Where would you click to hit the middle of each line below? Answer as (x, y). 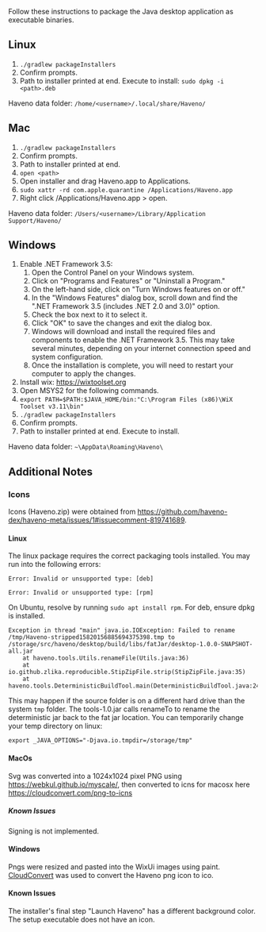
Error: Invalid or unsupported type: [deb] (81, 579)
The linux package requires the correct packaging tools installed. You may (129, 556)
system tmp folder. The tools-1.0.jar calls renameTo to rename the (114, 709)
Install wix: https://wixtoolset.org (73, 382)
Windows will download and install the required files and (123, 332)
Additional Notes (51, 472)
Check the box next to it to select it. (89, 315)
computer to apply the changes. (84, 374)
